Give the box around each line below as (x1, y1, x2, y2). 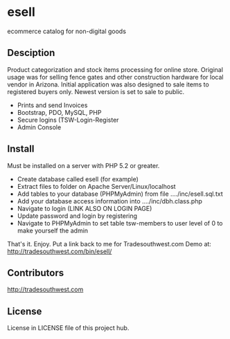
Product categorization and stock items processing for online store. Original (7, 65, 224, 73)
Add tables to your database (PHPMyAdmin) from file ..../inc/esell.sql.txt (17, 190, 223, 198)
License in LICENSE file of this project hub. (7, 324, 130, 332)
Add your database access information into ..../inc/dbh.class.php (17, 196, 203, 205)
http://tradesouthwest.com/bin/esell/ (7, 247, 112, 255)
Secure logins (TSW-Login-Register (17, 116, 119, 124)
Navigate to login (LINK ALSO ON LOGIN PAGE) (17, 204, 152, 212)
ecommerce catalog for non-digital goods (7, 27, 127, 35)
